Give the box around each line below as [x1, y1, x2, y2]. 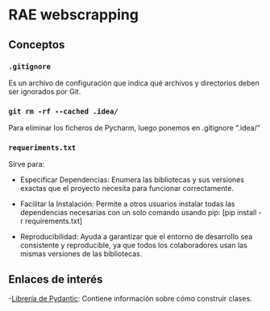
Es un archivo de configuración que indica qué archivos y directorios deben [8, 78, 260, 88]
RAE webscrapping [8, 6, 139, 24]
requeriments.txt [8, 143, 77, 152]
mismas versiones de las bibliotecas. [19, 249, 143, 259]
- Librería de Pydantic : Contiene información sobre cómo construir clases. [8, 294, 252, 304]
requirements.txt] [25, 216, 83, 226]
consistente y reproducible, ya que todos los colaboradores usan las [19, 240, 247, 251]
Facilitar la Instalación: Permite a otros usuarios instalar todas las [19, 199, 235, 209]
